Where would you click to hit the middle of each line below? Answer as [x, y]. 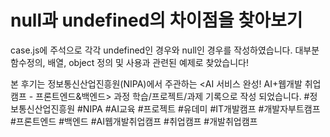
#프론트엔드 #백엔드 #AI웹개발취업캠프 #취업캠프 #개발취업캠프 [134, 121]
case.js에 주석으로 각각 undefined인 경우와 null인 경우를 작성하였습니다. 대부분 [165, 50]
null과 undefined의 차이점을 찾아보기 [156, 20]
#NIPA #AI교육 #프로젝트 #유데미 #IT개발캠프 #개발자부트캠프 [198, 108]
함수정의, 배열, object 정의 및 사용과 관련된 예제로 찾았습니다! [129, 62]
